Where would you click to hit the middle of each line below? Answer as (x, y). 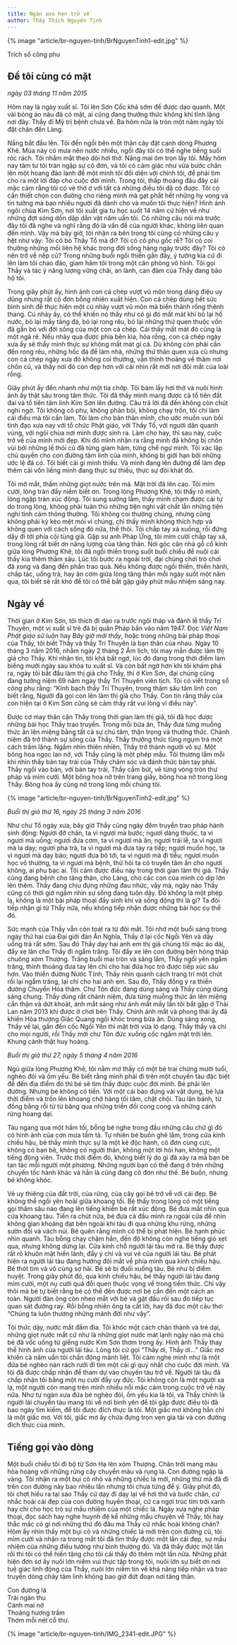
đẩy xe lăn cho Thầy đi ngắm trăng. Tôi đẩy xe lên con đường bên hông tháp (118, 952)
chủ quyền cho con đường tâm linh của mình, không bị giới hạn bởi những (114, 455)
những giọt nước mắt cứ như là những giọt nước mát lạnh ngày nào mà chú (116, 1335)
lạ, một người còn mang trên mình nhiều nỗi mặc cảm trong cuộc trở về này (116, 1387)
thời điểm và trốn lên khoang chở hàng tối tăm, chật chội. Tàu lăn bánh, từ (115, 1099)
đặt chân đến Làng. (35, 129)
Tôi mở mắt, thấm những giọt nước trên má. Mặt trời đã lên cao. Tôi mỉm (111, 484)
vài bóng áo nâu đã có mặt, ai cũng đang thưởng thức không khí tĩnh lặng (114, 114)
